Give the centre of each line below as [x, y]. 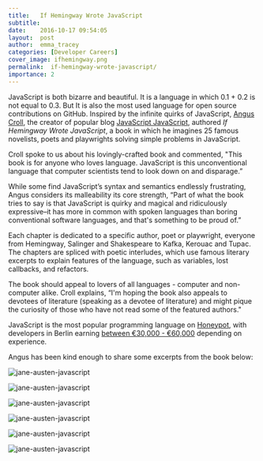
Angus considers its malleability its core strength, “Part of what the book [126, 195]
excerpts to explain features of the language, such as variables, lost [118, 260]
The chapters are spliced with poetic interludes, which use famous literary [129, 252]
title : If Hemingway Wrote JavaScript [76, 15]
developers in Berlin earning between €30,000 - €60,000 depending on [125, 333]
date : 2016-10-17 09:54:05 [58, 30]
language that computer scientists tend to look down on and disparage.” [126, 171]
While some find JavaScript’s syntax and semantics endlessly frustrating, [127, 186]
